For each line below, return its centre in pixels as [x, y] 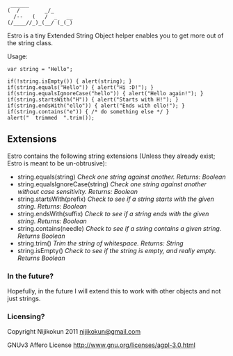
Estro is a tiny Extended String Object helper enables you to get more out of [115, 35]
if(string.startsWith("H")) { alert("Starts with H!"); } [93, 99]
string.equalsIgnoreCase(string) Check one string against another [112, 184]
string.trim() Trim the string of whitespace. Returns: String [100, 243]
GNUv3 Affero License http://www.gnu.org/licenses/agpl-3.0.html [102, 345]
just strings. [24, 299]
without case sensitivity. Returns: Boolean [77, 191]
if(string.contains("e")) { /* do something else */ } [88, 112]
